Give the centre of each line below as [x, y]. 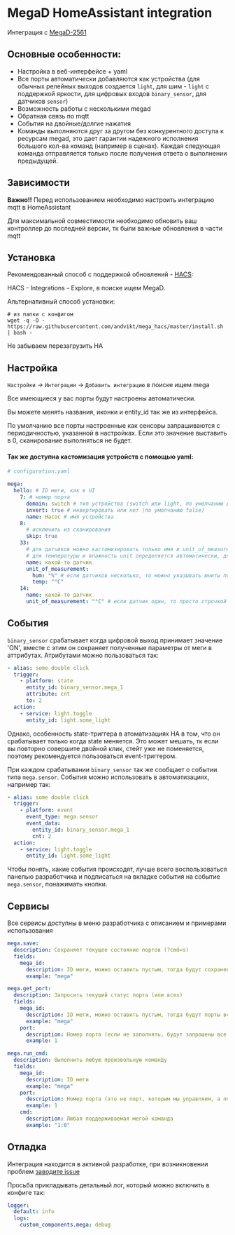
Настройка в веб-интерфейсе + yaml [72, 71]
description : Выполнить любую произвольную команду [91, 1060]
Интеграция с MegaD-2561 [47, 32]
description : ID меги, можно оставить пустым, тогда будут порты [123, 1015]
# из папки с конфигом [40, 315]
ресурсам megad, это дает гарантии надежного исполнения [108, 138]
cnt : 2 [42, 836]
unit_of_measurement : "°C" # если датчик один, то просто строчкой [126, 602]
